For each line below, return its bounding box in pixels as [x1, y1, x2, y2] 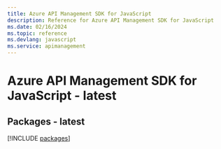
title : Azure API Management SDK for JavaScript [7, 10, 152, 17]
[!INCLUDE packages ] [7, 134, 71, 142]
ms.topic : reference [7, 29, 68, 37]
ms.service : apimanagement [7, 43, 86, 50]
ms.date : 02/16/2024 [7, 23, 68, 30]
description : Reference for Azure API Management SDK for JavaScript [7, 17, 215, 24]
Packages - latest [7, 115, 85, 127]
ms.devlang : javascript [7, 36, 77, 43]
